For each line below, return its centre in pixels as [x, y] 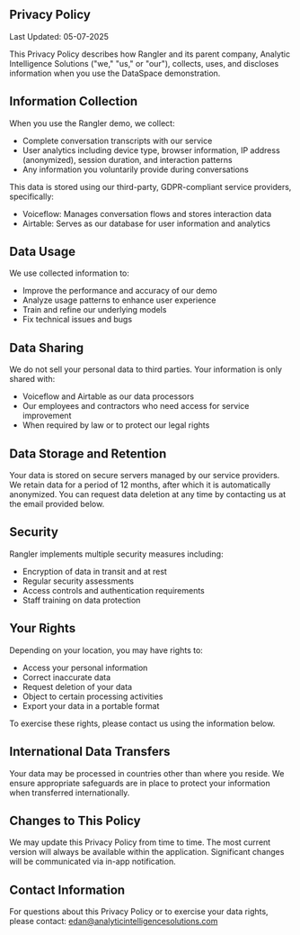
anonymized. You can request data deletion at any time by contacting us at [147, 495]
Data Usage [43, 252]
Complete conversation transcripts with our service [117, 141]
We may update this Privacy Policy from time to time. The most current [140, 842]
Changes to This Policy [75, 820]
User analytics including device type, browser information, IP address [151, 150]
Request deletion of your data [77, 686]
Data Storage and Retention [88, 454]
